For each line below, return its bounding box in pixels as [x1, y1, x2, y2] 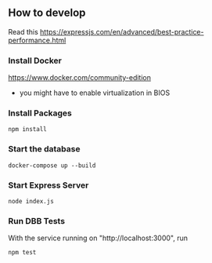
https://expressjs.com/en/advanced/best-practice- [40, 27, 204, 36]
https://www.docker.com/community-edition [8, 73, 151, 82]
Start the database [8, 144, 81, 155]
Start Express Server [8, 180, 89, 191]
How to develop [8, 6, 86, 20]
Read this [8, 27, 39, 36]
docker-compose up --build [8, 161, 96, 170]
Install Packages [8, 108, 72, 119]
